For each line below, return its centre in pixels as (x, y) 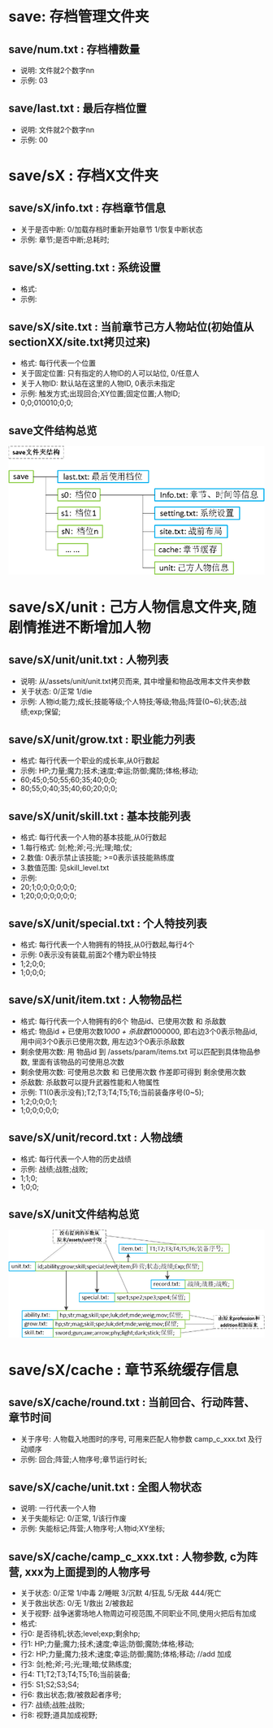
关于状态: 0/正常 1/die (56, 691)
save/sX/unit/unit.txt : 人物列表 (89, 660)
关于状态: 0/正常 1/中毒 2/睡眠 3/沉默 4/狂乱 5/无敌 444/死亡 (121, 1593)
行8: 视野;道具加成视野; (58, 1715)
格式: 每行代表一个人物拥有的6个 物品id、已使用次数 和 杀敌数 (123, 1021)
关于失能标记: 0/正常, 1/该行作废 (74, 1518)
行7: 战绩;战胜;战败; (52, 1705)
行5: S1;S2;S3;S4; (50, 1685)
